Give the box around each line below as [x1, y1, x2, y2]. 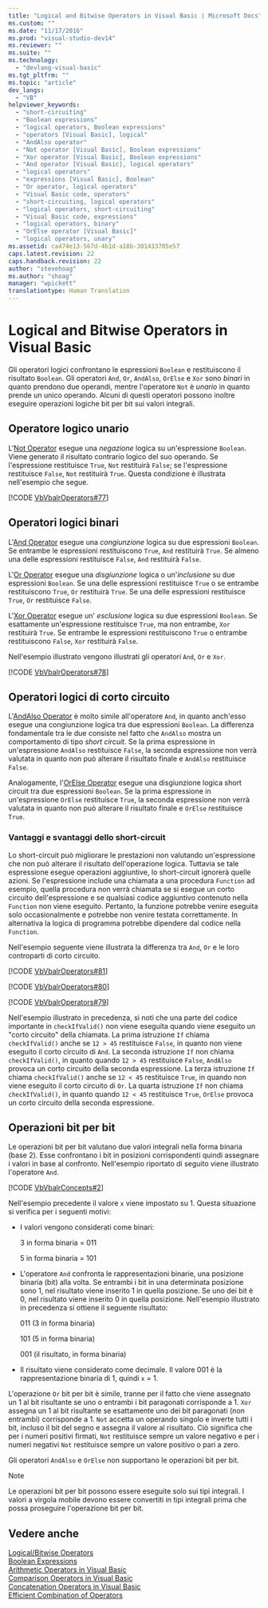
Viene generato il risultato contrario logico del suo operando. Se [8, 451, 219, 461]
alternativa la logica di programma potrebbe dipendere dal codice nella [8, 918, 242, 928]
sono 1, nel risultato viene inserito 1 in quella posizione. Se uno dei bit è [19, 1286, 254, 1296]
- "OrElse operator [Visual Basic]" [15, 227, 137, 236]
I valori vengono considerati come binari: [19, 1222, 155, 1232]
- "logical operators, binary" [15, 220, 120, 228]
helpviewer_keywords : [8, 101, 81, 109]
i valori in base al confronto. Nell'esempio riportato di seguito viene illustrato [8, 1159, 259, 1169]
